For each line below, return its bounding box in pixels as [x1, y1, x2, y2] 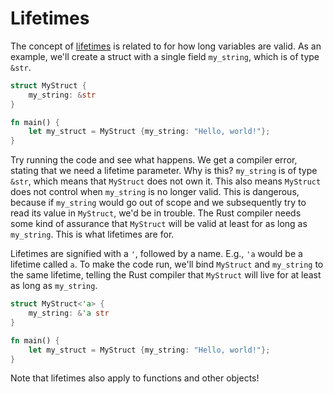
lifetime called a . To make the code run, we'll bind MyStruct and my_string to [10, 258, 324, 271]
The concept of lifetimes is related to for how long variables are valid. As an [10, 40, 322, 52]
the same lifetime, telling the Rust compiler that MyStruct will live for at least [10, 269, 322, 281]
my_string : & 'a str [28, 308, 110, 319]
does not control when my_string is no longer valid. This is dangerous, [10, 186, 300, 198]
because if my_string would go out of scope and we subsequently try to [10, 197, 307, 209]
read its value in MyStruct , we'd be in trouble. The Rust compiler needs [10, 207, 302, 219]
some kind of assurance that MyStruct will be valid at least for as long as [10, 218, 308, 230]
